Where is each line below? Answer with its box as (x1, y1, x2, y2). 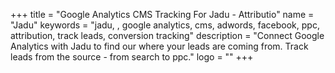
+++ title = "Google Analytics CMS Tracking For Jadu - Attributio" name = (10, 9, 315, 20)
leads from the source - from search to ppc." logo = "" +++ (10, 51, 254, 63)
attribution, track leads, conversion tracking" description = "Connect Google (10, 30, 325, 41)
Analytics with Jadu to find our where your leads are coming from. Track (10, 40, 309, 52)
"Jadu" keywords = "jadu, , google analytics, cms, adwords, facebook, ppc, (10, 19, 320, 31)
